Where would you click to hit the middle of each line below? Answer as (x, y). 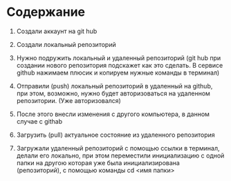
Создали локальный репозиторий (66, 44)
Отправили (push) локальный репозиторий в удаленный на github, (114, 86)
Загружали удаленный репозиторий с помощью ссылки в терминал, (118, 148)
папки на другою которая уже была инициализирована (98, 162)
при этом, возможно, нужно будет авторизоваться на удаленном (113, 93)
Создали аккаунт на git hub (57, 31)
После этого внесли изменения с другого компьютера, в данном (113, 114)
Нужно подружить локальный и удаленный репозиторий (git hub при (119, 58)
